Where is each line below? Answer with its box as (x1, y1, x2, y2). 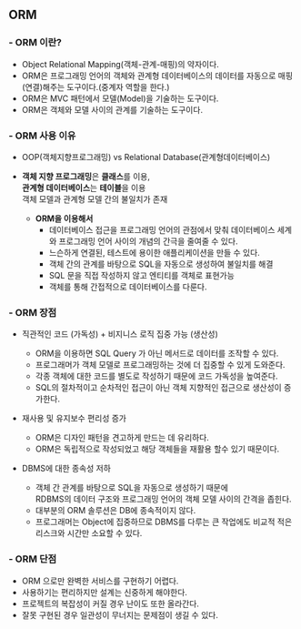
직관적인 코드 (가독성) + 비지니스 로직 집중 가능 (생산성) (21, 329, 219, 340)
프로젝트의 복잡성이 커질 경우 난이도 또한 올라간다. (21, 598, 199, 609)
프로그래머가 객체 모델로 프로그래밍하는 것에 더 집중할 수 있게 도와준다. (35, 360, 286, 370)
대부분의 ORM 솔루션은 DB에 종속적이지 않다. (35, 505, 196, 516)
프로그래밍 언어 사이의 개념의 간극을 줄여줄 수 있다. (58, 236, 238, 247)
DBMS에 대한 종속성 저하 (21, 463, 111, 474)
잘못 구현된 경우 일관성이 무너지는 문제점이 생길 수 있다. (21, 609, 219, 620)
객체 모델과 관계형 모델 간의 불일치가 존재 (21, 193, 168, 204)
